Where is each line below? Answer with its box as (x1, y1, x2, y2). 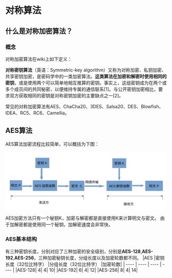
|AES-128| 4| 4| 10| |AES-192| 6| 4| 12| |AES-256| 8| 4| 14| (15, 267, 138, 273)
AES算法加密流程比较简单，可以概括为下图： (5, 141, 100, 147)
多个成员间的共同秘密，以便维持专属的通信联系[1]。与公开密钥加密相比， (5, 86, 159, 92)
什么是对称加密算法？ (5, 27, 73, 35)
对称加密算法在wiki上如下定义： (5, 56, 72, 62)
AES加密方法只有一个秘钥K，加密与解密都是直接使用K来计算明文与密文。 (5, 215, 159, 221)
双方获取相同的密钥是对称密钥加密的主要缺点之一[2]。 (9, 92, 124, 98)
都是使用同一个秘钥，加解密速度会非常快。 (23, 222, 113, 228)
